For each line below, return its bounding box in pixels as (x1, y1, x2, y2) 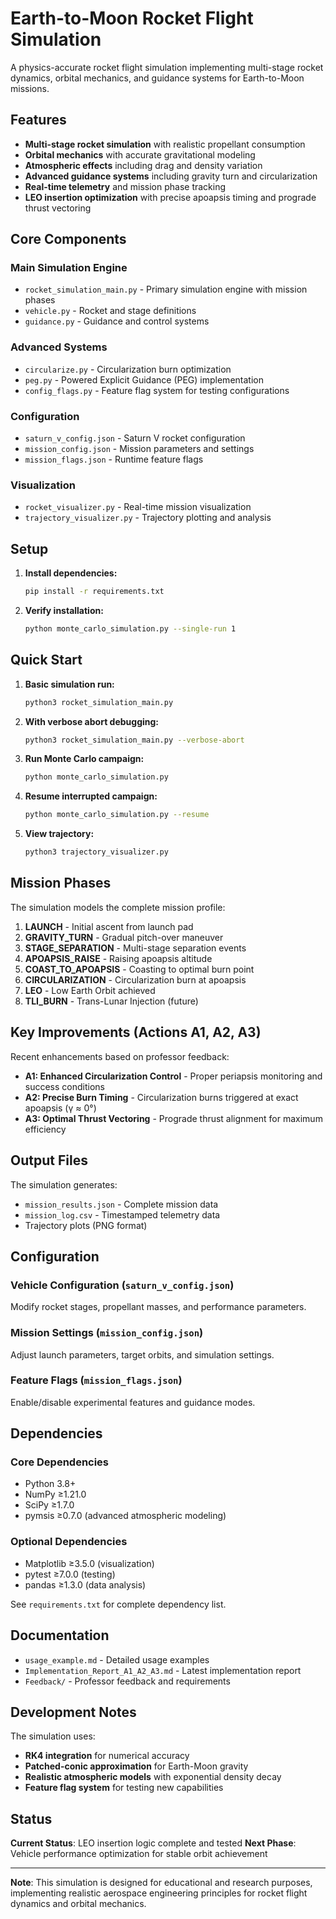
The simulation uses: (10, 1730, 96, 1742)
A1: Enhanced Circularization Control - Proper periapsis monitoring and (24, 1070, 323, 1082)
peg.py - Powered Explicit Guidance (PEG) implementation (24, 373, 264, 386)
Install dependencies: (24, 567, 118, 579)
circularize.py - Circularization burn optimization (24, 363, 232, 375)
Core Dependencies (10, 1455, 110, 1469)
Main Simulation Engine (10, 261, 128, 275)
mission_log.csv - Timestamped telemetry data (24, 1208, 221, 1221)
